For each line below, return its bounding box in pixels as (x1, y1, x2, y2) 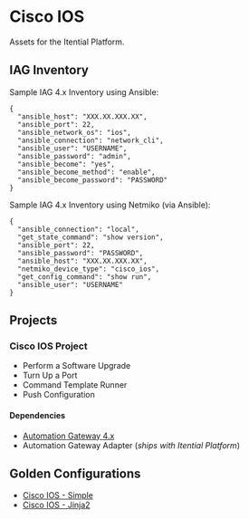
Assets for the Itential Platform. (9, 36, 125, 47)
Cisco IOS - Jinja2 (22, 500, 91, 511)
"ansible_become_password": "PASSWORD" (17, 175, 168, 185)
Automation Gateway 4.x (22, 430, 115, 441)
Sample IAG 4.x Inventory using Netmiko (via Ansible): (9, 199, 211, 210)
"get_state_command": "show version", (17, 233, 165, 242)
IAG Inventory (9, 62, 89, 78)
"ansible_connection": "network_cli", (17, 136, 165, 145)
